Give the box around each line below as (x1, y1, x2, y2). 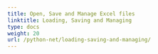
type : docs (7, 23, 40, 30)
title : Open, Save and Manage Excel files (7, 10, 135, 18)
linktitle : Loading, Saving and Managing (7, 17, 132, 24)
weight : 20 (7, 29, 40, 37)
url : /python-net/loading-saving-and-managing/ (7, 36, 152, 43)
